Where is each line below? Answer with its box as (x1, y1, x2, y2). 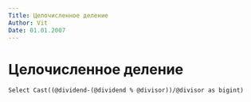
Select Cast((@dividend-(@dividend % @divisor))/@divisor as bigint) (8, 86, 245, 95)
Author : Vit (8, 19, 48, 27)
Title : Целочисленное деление (8, 11, 109, 20)
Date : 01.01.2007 (8, 26, 66, 34)
